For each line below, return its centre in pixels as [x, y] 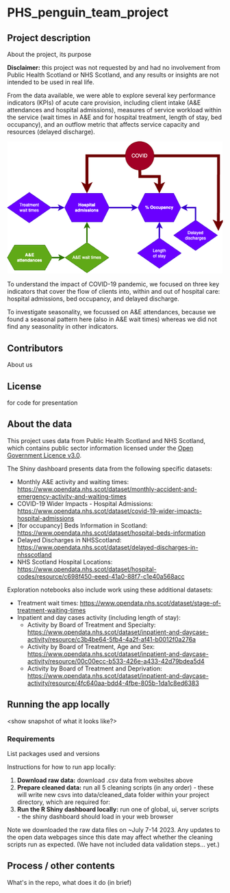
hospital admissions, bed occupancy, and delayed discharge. [93, 299]
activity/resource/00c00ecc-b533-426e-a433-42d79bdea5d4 [116, 661]
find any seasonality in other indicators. [63, 327]
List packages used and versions [54, 753]
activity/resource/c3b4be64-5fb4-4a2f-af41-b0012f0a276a [112, 639]
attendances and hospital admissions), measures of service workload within [114, 110]
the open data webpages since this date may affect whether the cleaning [110, 837]
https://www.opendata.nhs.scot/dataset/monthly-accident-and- [107, 489]
